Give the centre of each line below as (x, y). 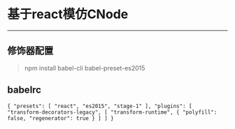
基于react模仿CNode (68, 14)
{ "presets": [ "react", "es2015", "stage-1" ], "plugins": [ (100, 106)
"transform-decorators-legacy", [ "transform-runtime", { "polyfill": (112, 112)
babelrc (24, 90)
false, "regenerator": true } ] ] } (60, 118)
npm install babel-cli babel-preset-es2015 (85, 68)
